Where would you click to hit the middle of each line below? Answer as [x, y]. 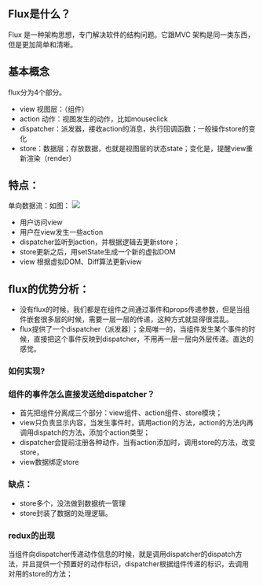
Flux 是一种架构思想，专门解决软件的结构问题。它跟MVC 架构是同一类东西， [131, 35]
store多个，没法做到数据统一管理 [73, 503]
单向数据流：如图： [39, 206]
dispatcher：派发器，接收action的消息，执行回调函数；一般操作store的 [134, 128]
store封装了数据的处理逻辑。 [66, 513]
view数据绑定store [49, 462]
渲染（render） [51, 158]
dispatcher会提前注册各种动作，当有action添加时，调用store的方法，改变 [137, 443]
